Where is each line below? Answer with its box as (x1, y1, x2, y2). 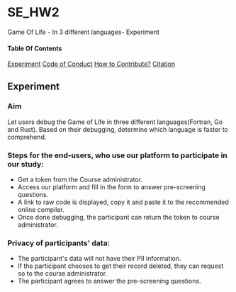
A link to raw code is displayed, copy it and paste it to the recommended (17, 198, 229, 206)
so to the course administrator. (17, 269, 108, 278)
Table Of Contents (7, 44, 62, 52)
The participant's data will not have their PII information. (17, 254, 181, 263)
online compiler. (17, 206, 65, 214)
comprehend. (7, 133, 47, 141)
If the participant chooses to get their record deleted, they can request (17, 262, 224, 270)
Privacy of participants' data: (7, 238, 111, 248)
